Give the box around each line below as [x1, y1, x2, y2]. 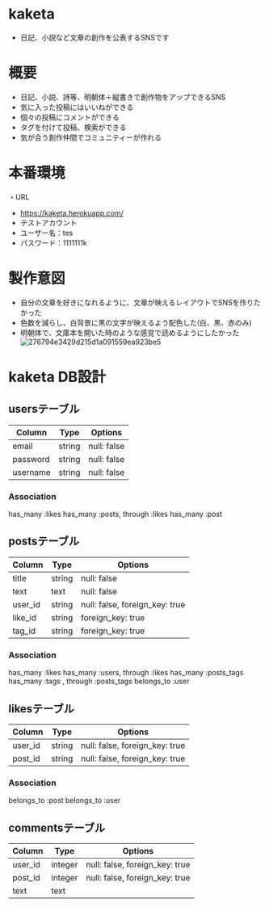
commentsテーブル [8, 821, 106, 834]
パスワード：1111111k [19, 237, 87, 247]
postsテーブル [8, 535, 79, 548]
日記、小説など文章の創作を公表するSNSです [19, 32, 170, 42]
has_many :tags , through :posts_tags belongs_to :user [8, 676, 190, 687]
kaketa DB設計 [8, 367, 107, 386]
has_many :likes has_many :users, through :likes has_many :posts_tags [8, 668, 244, 678]
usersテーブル [8, 402, 80, 416]
